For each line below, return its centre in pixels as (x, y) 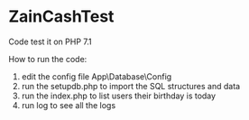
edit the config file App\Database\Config (97, 76)
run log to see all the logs (69, 105)
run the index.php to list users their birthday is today (119, 96)
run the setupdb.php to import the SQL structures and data (131, 86)
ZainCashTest (61, 17)
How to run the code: (48, 59)
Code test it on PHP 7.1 (50, 42)
